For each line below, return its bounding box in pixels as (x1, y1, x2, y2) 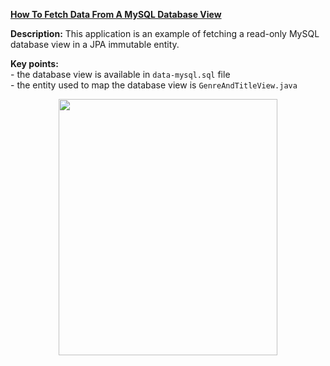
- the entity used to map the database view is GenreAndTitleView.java (10, 79, 298, 91)
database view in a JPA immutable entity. (10, 39, 180, 50)
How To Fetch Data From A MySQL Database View (10, 9, 222, 20)
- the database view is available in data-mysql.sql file (10, 69, 231, 80)
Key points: (10, 58, 59, 69)
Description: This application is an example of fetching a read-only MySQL (10, 28, 320, 39)
